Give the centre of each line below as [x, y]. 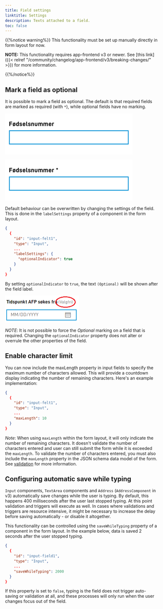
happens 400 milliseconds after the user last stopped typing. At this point [79, 501]
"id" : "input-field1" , [37, 556]
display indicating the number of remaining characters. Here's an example [79, 378]
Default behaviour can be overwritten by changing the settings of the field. [80, 209]
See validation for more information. [41, 464]
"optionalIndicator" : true [45, 259]
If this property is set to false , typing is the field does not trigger [70, 591]
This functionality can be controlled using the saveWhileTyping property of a [81, 526]
